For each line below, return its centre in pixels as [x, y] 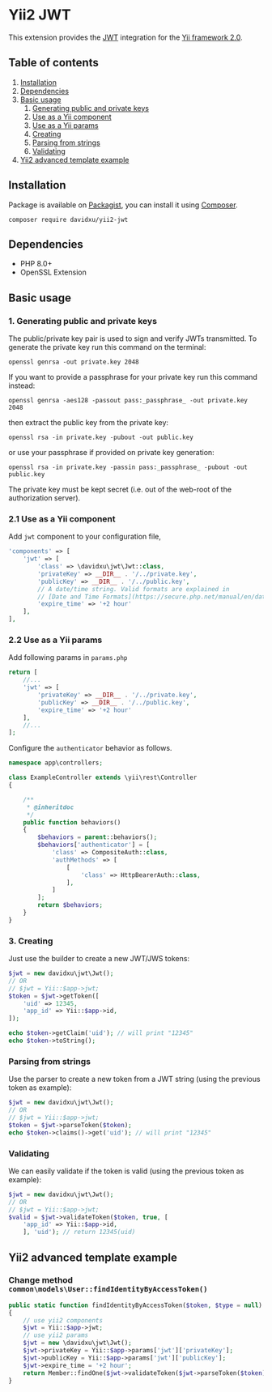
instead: [22, 385]
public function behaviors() [72, 822]
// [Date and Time [68, 597]
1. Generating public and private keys [83, 321]
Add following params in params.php [68, 658]
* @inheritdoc [50, 807]
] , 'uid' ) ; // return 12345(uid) [79, 1232]
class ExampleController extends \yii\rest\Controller [103, 778]
